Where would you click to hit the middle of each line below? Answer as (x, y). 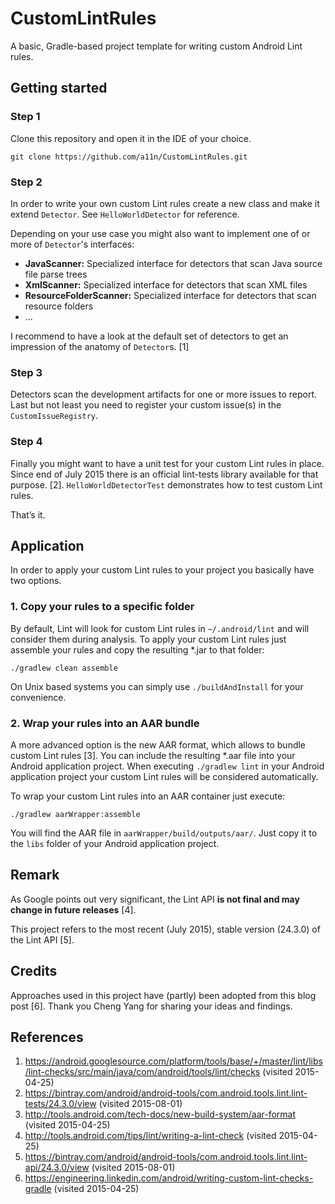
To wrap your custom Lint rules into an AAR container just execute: (148, 796)
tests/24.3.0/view (60, 1104)
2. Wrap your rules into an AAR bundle (105, 723)
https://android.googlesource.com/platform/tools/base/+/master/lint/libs (173, 1061)
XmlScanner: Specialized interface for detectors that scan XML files (166, 284)
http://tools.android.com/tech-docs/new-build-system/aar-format (160, 1114)
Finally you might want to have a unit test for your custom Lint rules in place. (167, 463)
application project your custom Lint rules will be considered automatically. (164, 776)
